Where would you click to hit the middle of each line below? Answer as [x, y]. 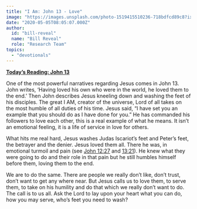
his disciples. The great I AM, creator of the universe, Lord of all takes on [94, 102]
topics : [16, 50]
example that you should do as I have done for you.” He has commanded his [98, 114]
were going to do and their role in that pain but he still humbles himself [91, 157]
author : [16, 28]
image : [14, 17]
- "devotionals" [31, 55]
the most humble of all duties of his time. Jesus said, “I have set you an [92, 108]
